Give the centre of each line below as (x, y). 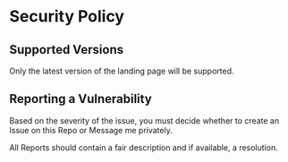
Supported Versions (66, 50)
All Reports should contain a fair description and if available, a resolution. (144, 147)
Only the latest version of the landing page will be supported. (122, 71)
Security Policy (67, 17)
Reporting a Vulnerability (80, 99)
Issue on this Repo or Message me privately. (91, 130)
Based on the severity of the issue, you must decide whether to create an (144, 120)
